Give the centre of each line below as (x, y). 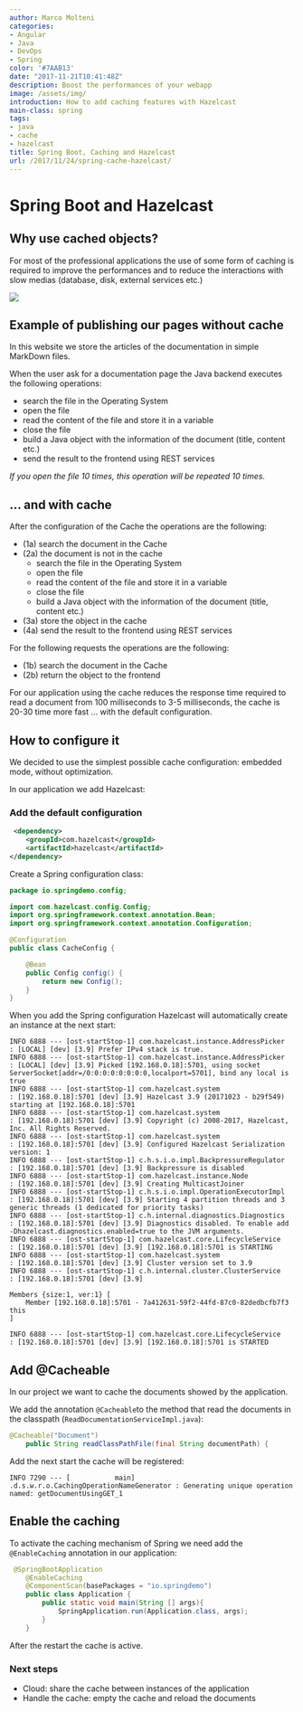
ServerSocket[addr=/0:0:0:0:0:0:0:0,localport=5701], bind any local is (149, 1074)
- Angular (28, 34)
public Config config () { (75, 973)
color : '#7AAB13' (42, 69)
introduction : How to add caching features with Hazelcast (123, 102)
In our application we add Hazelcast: (77, 789)
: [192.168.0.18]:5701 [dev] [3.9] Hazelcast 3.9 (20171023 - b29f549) (147, 1097)
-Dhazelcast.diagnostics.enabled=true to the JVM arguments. (127, 1232)
